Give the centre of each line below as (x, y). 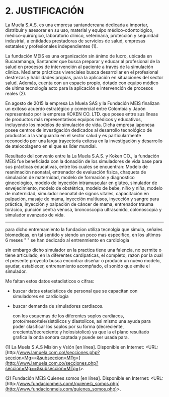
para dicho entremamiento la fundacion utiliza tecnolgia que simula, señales (84, 229)
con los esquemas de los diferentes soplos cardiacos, (68, 316)
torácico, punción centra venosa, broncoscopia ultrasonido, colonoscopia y (83, 209)
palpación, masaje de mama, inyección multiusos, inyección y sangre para (82, 199)
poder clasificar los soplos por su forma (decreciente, (68, 326)
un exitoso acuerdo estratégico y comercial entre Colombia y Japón (75, 108)
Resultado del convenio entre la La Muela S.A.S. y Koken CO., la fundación (82, 156)
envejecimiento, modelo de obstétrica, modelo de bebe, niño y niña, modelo (84, 188)
